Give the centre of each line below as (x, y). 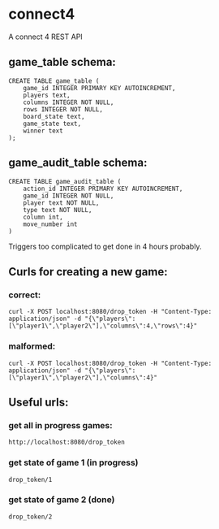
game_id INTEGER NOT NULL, (69, 196)
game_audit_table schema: (78, 163)
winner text (43, 131)
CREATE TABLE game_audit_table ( (65, 181)
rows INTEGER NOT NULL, (63, 109)
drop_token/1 (30, 479)
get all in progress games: (60, 425)
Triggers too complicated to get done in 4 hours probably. (105, 246)
